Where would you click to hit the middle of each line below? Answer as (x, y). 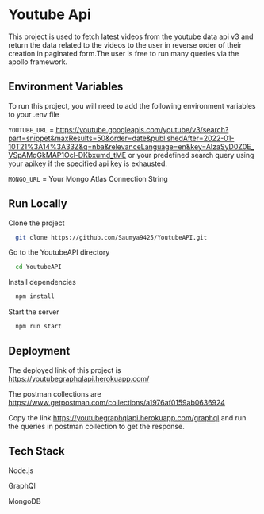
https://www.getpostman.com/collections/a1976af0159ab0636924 (117, 402)
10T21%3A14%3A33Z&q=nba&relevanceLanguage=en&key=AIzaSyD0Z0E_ (132, 146)
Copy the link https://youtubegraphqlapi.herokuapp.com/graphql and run (127, 417)
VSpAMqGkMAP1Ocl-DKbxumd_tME (67, 155)
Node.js (21, 470)
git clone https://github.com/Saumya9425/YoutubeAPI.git (111, 237)
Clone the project (36, 223)
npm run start (38, 327)
